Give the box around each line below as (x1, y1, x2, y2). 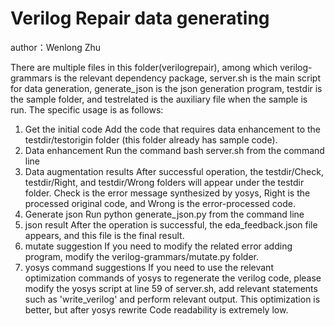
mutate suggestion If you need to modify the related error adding (24, 240, 293, 252)
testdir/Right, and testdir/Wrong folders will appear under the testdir (24, 176, 305, 188)
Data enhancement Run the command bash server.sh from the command (24, 144, 325, 156)
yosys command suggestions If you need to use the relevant (24, 261, 274, 273)
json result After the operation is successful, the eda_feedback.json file (24, 218, 318, 231)
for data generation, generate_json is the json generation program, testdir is (10, 82, 323, 94)
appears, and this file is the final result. (24, 229, 185, 241)
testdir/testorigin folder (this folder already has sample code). (24, 133, 278, 146)
